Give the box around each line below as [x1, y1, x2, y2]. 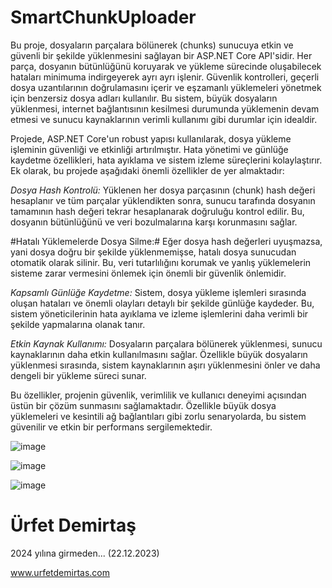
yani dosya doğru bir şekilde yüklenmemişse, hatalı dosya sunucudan [10, 246, 297, 258]
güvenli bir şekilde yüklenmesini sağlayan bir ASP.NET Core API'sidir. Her [10, 49, 313, 61]
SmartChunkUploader [10, 6, 197, 29]
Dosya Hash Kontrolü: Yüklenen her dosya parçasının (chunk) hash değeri [10, 184, 316, 196]
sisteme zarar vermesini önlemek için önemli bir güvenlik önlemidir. [10, 267, 287, 279]
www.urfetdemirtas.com [10, 566, 110, 578]
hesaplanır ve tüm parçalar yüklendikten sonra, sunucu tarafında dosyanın [10, 194, 316, 206]
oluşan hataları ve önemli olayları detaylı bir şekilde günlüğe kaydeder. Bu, [10, 297, 315, 309]
